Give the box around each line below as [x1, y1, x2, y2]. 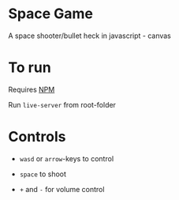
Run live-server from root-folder [8, 100, 117, 109]
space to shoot [19, 169, 67, 179]
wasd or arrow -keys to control [19, 153, 114, 163]
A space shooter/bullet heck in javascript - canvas [8, 31, 172, 40]
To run [8, 58, 51, 77]
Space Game [8, 5, 93, 23]
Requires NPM [8, 85, 55, 94]
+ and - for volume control [19, 184, 105, 194]
